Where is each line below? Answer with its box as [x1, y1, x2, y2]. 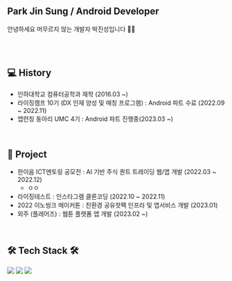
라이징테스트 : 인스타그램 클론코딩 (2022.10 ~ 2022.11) [17, 192, 166, 201]
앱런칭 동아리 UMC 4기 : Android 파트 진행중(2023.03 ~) [17, 114, 173, 123]
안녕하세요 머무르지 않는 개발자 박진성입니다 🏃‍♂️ [7, 24, 136, 33]
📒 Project [7, 148, 47, 160]
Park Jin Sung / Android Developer [7, 6, 159, 17]
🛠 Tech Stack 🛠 [7, 244, 79, 256]
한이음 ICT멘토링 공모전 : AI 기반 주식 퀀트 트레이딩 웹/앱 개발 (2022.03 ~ [17, 168, 217, 176]
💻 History [7, 67, 52, 79]
